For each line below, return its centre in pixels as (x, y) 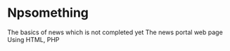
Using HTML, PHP (33, 39)
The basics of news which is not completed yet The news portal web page (115, 32)
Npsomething (48, 13)
